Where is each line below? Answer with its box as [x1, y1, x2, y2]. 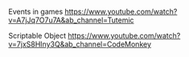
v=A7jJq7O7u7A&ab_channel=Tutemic [8, 15, 134, 25]
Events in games [8, 7, 64, 16]
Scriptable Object [8, 31, 67, 40]
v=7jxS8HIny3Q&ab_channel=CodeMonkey [8, 39, 151, 49]
